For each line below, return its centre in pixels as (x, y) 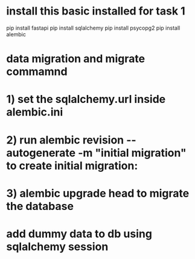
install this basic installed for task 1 (96, 11)
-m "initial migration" (132, 153)
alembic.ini (35, 112)
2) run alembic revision (65, 140)
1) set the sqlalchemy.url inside (86, 100)
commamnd (37, 72)
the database (40, 206)
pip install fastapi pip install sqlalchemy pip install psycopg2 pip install (93, 28)
